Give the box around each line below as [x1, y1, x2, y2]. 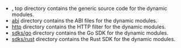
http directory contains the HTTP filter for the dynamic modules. [11, 23, 166, 30]
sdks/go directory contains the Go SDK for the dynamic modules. [11, 29, 169, 36]
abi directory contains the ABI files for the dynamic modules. [11, 17, 158, 24]
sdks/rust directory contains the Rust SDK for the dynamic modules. [11, 36, 176, 42]
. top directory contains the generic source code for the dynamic [11, 5, 168, 12]
